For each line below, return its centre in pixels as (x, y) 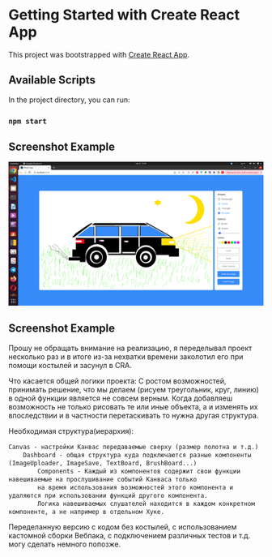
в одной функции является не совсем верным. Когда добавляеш (121, 398)
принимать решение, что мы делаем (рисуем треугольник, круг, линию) (134, 389)
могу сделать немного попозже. (65, 544)
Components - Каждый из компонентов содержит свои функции (139, 471)
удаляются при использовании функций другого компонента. (108, 495)
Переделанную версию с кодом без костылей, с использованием (123, 527)
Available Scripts (52, 80)
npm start (28, 121)
